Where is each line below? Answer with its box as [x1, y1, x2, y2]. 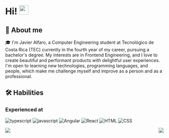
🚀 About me [5, 26, 43, 34]
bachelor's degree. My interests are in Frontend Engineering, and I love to [5, 52, 158, 58]
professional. [5, 74, 33, 79]
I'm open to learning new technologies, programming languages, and [5, 63, 148, 68]
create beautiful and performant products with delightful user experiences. [5, 57, 160, 63]
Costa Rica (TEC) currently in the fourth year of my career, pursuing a [5, 47, 149, 52]
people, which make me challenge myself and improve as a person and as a [5, 68, 162, 74]
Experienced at [5, 106, 43, 113]
